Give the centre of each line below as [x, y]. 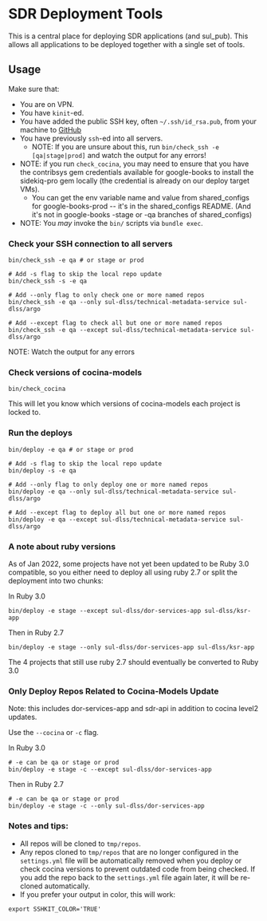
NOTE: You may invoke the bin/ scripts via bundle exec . [111, 223]
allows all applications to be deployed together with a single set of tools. [127, 44]
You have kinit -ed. [52, 113]
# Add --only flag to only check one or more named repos [106, 295]
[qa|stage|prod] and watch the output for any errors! [119, 155]
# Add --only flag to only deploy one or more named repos [108, 484]
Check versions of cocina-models [75, 372]
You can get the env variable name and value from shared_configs [140, 197]
